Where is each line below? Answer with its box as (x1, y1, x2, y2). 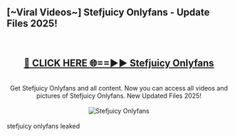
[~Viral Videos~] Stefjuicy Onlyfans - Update (6, 6, 210, 19)
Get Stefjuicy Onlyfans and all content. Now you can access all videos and (9, 83, 229, 92)
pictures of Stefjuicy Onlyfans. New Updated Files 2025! (36, 91, 202, 100)
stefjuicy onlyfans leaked (6, 121, 80, 130)
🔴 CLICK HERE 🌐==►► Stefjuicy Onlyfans (23, 57, 214, 69)
